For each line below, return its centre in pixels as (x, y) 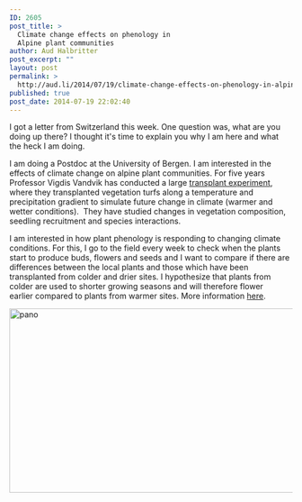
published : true (40, 93)
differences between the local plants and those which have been (129, 268)
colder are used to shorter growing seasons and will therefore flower (136, 287)
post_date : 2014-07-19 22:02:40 (70, 101)
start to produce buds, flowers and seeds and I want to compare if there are (150, 258)
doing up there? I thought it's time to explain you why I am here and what (144, 137)
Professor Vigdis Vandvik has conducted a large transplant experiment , (141, 183)
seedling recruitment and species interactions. (95, 221)
